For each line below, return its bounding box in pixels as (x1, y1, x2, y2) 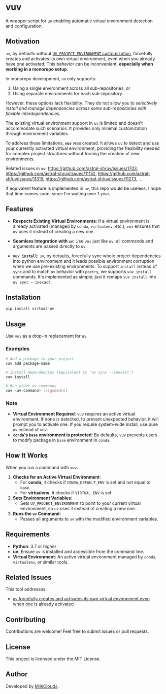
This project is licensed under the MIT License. (5, 656, 101, 661)
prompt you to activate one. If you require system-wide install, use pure (12, 421, 158, 427)
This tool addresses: (5, 586, 47, 592)
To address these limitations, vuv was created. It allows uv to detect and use (5, 140, 160, 146)
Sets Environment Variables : (12, 495, 72, 501)
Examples (5, 345, 30, 352)
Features (5, 205, 33, 213)
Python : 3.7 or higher (12, 543, 57, 549)
